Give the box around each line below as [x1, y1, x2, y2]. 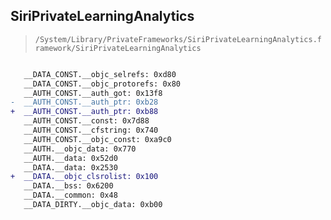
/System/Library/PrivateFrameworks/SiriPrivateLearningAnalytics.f [34, 34, 322, 44]
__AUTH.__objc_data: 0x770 [23, 144, 137, 154]
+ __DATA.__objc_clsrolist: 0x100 [10, 172, 159, 182]
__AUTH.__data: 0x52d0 [23, 153, 118, 163]
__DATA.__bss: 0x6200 [23, 181, 114, 191]
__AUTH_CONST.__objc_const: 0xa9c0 [23, 134, 172, 144]
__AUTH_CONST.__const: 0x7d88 [23, 116, 150, 126]
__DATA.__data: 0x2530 [23, 162, 118, 173]
